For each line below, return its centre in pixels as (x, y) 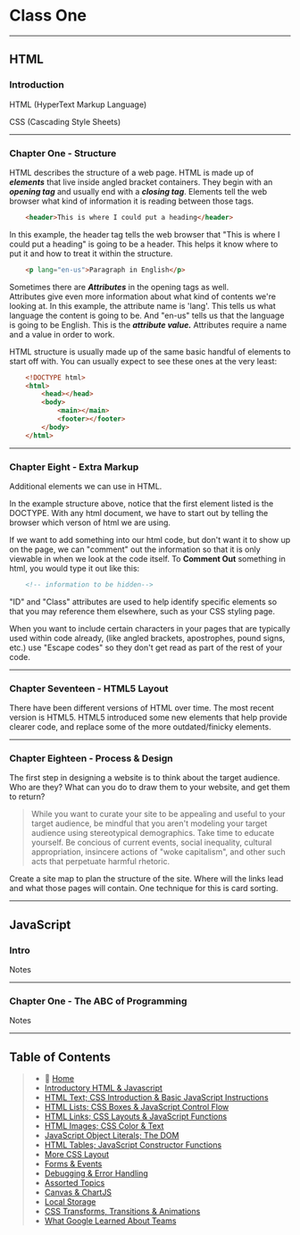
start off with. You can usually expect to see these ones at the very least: (143, 361)
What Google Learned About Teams (110, 1221)
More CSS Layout (77, 1155)
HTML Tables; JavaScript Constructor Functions (133, 1145)
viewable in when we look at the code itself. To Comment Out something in (147, 558)
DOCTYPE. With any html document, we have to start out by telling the (139, 513)
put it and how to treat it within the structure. (91, 253)
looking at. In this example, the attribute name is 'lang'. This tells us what (142, 305)
